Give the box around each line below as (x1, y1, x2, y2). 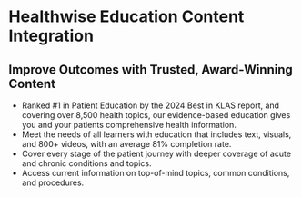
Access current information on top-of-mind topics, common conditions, (21, 168, 290, 178)
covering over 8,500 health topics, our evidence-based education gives (21, 110, 291, 120)
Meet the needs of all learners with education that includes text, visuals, (21, 129, 292, 140)
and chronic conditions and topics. (21, 158, 152, 169)
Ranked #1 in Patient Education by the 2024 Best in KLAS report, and (21, 100, 279, 111)
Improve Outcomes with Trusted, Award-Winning (8, 62, 293, 77)
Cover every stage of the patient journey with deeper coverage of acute (21, 148, 292, 159)
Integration (8, 25, 95, 46)
